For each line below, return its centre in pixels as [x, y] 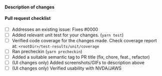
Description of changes [29, 7]
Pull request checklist [28, 18]
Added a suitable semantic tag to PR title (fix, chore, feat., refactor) [81, 57]
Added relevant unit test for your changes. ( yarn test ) [68, 35]
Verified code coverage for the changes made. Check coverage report [84, 40]
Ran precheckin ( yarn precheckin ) [47, 51]
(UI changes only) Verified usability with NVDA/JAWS [67, 68]
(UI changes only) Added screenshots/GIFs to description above [78, 63]
